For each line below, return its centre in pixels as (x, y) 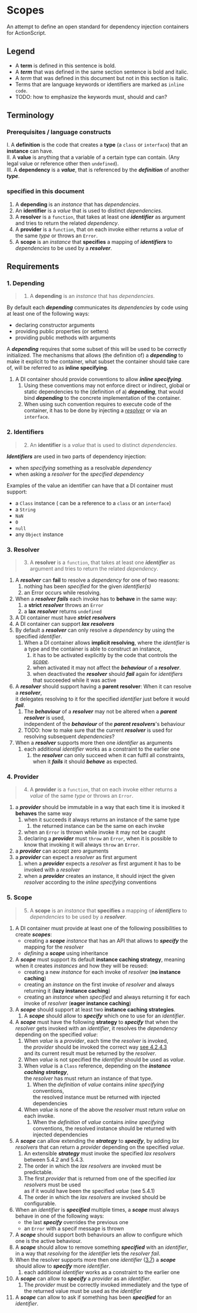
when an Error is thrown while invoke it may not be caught (95, 832)
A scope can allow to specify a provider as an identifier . (83, 1278)
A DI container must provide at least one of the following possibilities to (101, 928)
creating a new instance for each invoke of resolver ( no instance (102, 972)
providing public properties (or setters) (62, 331)
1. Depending (26, 283)
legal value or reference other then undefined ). (63, 164)
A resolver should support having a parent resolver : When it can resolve (103, 687)
